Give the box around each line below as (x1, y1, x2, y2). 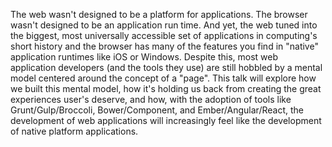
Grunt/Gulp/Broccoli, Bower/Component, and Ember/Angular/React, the (10, 104, 304, 116)
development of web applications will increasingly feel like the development (10, 115, 322, 126)
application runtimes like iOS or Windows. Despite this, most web (10, 51, 279, 63)
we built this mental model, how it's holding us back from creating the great (10, 83, 322, 94)
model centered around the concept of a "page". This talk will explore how (10, 72, 317, 84)
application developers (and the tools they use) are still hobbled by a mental (10, 62, 323, 73)
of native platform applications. (10, 125, 139, 137)
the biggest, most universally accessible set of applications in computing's (10, 30, 318, 41)
